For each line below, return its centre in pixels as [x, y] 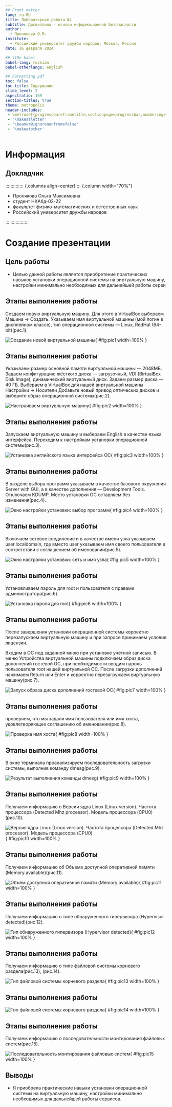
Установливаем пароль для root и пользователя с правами [70, 588]
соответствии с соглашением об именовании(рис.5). [63, 549]
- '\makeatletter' [27, 120]
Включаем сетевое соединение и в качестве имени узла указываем [80, 538]
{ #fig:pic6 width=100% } [95, 603]
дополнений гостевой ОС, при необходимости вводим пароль [74, 664]
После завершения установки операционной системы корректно [77, 632]
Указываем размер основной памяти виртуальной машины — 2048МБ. [84, 369]
